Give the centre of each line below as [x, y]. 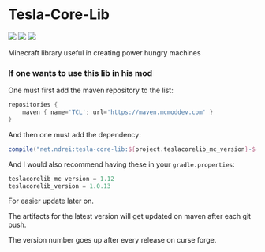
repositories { [33, 105]
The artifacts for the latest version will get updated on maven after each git [129, 216]
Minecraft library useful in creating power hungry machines [105, 52]
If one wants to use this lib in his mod [80, 73]
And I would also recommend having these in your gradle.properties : [121, 164]
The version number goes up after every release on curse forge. [112, 240]
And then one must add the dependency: [75, 134]
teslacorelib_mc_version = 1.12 [61, 179]
